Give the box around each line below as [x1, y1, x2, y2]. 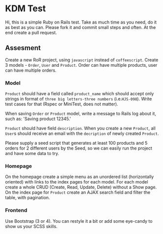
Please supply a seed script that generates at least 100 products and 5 [5, 140, 148, 146]
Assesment [5, 44, 41, 52]
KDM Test [5, 3, 46, 14]
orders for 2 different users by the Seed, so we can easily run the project [5, 145, 152, 151]
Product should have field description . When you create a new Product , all [5, 126, 156, 131]
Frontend [5, 207, 27, 214]
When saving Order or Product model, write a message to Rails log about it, [5, 111, 156, 117]
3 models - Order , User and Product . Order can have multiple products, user [5, 62, 158, 68]
